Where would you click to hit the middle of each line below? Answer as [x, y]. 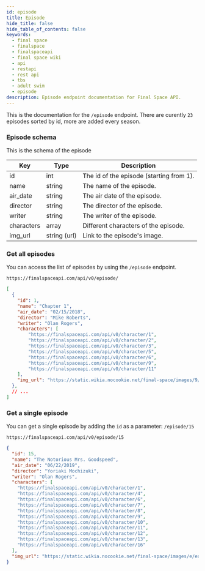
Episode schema [31, 137]
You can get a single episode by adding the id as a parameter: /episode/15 [100, 427]
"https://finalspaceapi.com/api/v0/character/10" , [83, 522]
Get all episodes [31, 253]
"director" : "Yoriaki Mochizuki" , [56, 471]
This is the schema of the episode [49, 151]
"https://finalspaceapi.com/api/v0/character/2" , [92, 340]
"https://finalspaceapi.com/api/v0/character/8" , [82, 511]
